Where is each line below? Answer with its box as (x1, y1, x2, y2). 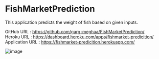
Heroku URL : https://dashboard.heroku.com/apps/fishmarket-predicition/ (5, 34, 154, 40)
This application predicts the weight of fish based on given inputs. (5, 19, 138, 25)
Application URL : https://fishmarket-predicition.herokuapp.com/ (5, 39, 135, 44)
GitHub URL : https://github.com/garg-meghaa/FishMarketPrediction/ (5, 29, 145, 34)
